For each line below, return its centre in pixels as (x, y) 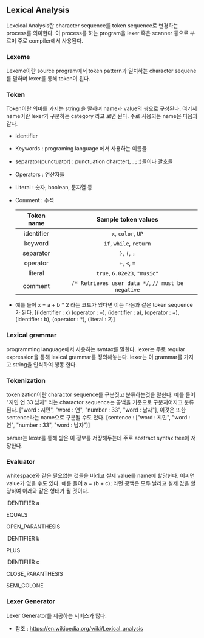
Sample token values (127, 220)
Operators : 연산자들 (40, 174)
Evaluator (21, 461)
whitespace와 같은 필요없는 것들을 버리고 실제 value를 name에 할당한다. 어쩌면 (101, 476)
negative (127, 290)
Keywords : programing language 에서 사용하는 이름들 (81, 149)
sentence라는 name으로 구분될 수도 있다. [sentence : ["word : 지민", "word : (98, 417)
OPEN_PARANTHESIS (33, 527)
